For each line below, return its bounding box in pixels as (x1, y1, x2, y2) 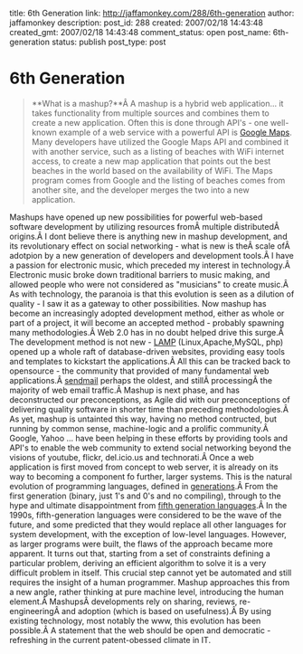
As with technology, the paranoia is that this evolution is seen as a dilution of (9, 289, 295, 299)
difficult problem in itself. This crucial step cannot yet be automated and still (9, 567, 292, 578)
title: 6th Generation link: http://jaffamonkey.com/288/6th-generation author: (9, 8, 295, 18)
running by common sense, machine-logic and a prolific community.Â (9, 422, 270, 433)
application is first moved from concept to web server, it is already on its (9, 461, 279, 472)
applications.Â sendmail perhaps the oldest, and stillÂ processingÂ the (9, 374, 273, 385)
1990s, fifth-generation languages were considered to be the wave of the (9, 509, 282, 520)
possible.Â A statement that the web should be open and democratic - (9, 624, 271, 636)
